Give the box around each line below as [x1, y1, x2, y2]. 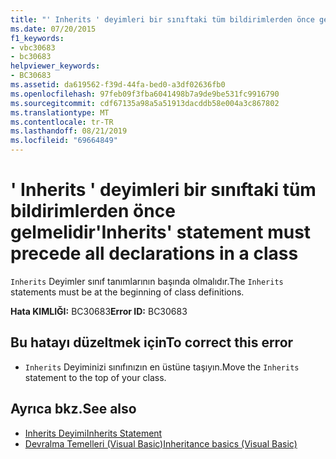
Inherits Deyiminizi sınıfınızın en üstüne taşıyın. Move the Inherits [24, 361, 300, 373]
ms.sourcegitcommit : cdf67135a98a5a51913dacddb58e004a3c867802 [10, 98, 280, 108]
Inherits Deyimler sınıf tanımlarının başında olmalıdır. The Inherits [10, 275, 284, 287]
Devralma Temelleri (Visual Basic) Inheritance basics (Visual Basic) [24, 437, 298, 450]
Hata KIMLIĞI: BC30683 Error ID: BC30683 [10, 305, 188, 317]
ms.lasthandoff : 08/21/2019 [10, 126, 128, 136]
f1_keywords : [10, 33, 65, 43]
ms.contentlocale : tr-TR [10, 117, 114, 127]
